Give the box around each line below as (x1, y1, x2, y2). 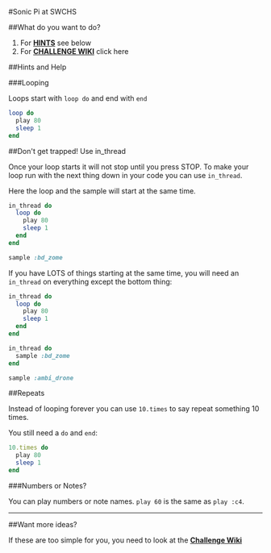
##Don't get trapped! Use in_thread (8, 146, 127, 156)
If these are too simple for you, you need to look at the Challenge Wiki (8, 535, 243, 545)
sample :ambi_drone (8, 374, 74, 382)
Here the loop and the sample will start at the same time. (8, 185, 196, 196)
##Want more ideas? (8, 519, 77, 529)
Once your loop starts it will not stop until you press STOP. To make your (8, 161, 249, 172)
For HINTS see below (19, 38, 91, 48)
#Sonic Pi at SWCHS (8, 7, 77, 16)
